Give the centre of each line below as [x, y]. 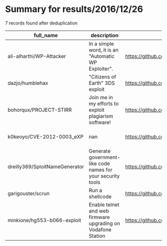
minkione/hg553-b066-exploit [44, 220]
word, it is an [104, 50]
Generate [100, 151]
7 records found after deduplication [42, 23]
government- [105, 157]
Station [97, 236]
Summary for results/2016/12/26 [74, 9]
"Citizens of [103, 77]
